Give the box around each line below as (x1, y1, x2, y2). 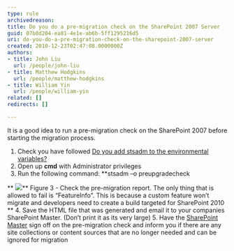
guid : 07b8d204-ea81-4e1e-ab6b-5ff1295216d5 (7, 29, 139, 37)
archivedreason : (7, 17, 54, 24)
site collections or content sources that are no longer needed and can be (7, 228, 217, 236)
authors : (7, 50, 33, 56)
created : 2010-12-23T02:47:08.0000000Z (7, 43, 124, 50)
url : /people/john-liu (13, 62, 80, 69)
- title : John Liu (7, 56, 61, 63)
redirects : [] (7, 101, 49, 108)
